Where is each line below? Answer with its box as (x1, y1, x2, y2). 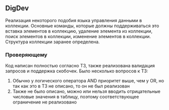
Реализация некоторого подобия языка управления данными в (5, 17, 142, 23)
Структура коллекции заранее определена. (5, 39, 100, 45)
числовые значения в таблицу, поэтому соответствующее (12, 94, 139, 100)
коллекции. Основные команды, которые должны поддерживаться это (5, 23, 159, 29)
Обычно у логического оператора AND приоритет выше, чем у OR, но (12, 78, 164, 84)
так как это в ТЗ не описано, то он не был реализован (12, 83, 130, 89)
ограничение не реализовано (12, 99, 77, 105)
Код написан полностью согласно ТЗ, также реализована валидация (5, 63, 155, 69)
